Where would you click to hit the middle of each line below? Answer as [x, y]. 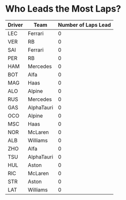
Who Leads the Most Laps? [63, 9]
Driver [15, 25]
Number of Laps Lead [84, 25]
